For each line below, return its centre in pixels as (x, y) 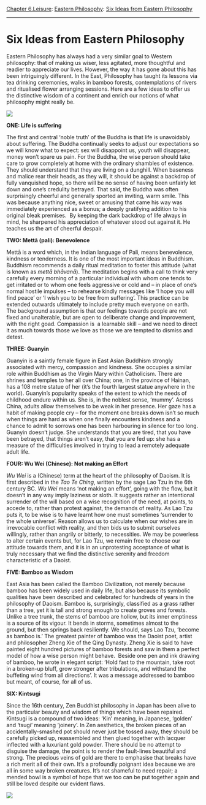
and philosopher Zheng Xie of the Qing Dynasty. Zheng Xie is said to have (100, 643)
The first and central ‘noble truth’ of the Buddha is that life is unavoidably (98, 137)
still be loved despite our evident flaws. (56, 784)
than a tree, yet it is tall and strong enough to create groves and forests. (97, 610)
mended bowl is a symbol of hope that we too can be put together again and (103, 777)
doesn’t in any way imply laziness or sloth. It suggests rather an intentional (101, 495)
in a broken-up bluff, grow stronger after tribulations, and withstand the (96, 668)
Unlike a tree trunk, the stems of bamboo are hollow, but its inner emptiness (102, 616)
